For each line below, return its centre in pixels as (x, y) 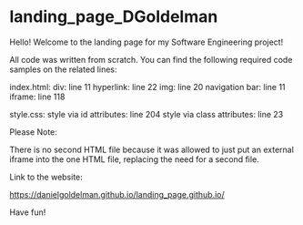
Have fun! (28, 212)
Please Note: (33, 132)
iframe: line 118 (37, 97)
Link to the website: (46, 177)
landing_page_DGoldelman (114, 17)
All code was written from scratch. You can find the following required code (151, 59)
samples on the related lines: (63, 69)
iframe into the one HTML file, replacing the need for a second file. (134, 159)
